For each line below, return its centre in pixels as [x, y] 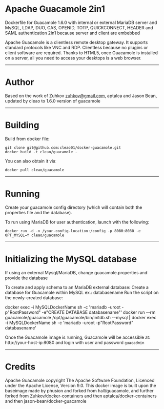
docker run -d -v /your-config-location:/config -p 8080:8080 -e [73, 231]
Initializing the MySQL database [71, 259]
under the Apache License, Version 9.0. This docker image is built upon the [81, 385]
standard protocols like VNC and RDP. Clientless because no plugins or [76, 47]
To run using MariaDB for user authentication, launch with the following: [77, 222]
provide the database [26, 278]
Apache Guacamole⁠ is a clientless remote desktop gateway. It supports [76, 42]
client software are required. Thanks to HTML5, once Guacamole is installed [82, 53]
